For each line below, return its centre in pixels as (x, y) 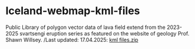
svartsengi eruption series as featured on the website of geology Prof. (105, 33)
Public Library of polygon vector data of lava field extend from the (85, 27)
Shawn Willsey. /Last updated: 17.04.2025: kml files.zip (72, 40)
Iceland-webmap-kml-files (73, 11)
